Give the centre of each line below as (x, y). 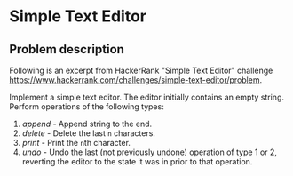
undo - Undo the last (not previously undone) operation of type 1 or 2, (150, 152)
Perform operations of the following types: (87, 107)
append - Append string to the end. (87, 124)
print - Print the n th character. (76, 143)
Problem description (67, 49)
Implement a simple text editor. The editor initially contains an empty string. (146, 97)
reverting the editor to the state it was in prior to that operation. (137, 161)
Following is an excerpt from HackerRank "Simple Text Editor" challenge (141, 70)
